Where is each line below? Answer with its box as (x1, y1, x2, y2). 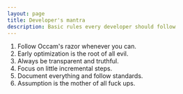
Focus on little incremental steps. (17, 64, 113, 73)
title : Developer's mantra (7, 17, 86, 24)
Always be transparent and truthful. (17, 57, 120, 65)
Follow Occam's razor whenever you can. (17, 42, 137, 51)
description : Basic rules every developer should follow (7, 23, 176, 30)
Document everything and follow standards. (17, 72, 143, 80)
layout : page (7, 10, 45, 17)
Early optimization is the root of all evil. (17, 49, 129, 58)
